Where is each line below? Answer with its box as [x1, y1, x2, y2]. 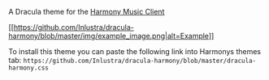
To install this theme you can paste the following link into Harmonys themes [8, 47, 262, 56]
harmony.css [8, 64, 49, 72]
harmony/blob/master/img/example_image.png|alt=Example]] [8, 32, 215, 40]
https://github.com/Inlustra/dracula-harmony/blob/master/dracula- [23, 57, 257, 65]
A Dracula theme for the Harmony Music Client [8, 7, 165, 16]
